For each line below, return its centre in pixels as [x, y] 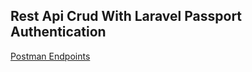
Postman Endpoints [50, 56]
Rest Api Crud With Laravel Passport [126, 16]
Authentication [58, 32]
